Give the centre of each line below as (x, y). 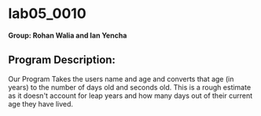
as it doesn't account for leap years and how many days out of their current (130, 96)
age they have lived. (40, 103)
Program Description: (62, 60)
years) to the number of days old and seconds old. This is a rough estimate (130, 87)
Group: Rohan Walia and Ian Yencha (68, 35)
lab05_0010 (47, 14)
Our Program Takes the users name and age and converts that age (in (121, 78)
